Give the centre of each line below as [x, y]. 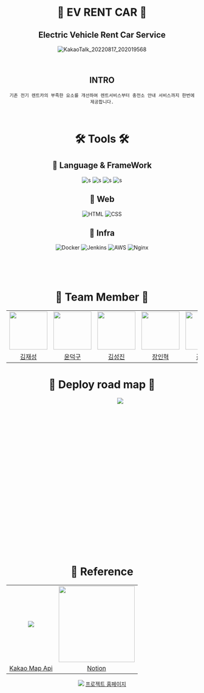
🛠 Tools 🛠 [102, 139]
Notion [97, 669]
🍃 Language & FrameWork [102, 165]
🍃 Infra [102, 233]
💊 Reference [102, 572]
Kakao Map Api [31, 669]
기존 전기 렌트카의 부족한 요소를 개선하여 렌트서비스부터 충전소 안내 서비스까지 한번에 [102, 96]
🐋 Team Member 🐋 [102, 297]
